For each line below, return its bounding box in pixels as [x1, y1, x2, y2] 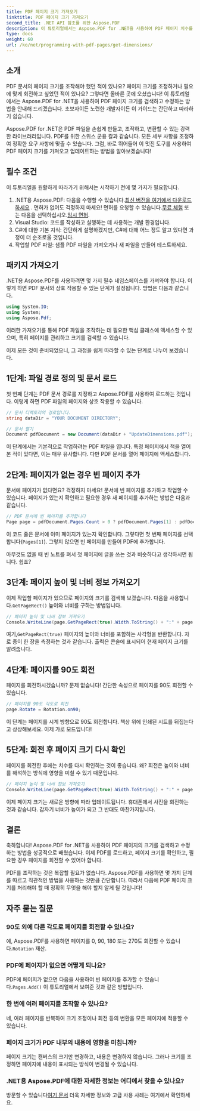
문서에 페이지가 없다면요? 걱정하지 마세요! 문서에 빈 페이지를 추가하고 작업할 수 [6, 487, 189, 494]
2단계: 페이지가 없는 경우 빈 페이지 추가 [6, 470, 140, 480]
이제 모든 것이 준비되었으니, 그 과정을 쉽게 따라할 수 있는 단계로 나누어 [6, 347, 168, 354]
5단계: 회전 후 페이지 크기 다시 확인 [6, 745, 126, 755]
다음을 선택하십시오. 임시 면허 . [21, 211, 90, 218]
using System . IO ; [6, 304, 49, 310]
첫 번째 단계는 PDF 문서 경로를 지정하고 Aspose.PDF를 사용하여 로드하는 [6, 390, 175, 397]
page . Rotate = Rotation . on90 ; [6, 706, 82, 713]
